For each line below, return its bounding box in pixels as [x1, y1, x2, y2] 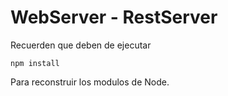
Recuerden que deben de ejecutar [10, 39, 152, 51]
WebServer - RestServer [10, 6, 218, 29]
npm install [10, 58, 60, 68]
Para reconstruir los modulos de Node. [10, 76, 170, 88]
